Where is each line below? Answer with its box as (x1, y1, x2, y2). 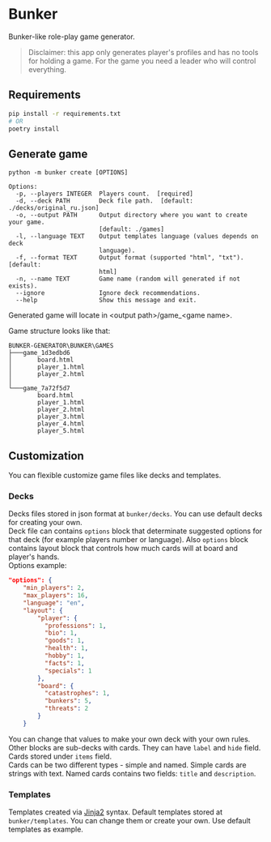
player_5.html (37, 427, 85, 435)
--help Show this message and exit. (15, 297, 197, 305)
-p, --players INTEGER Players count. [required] (15, 190, 194, 199)
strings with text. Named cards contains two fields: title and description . (8, 768, 256, 778)
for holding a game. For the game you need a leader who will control (28, 56, 256, 66)
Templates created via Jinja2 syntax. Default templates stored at (8, 807, 223, 817)
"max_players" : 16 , (23, 592, 89, 600)
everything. (28, 64, 67, 74)
